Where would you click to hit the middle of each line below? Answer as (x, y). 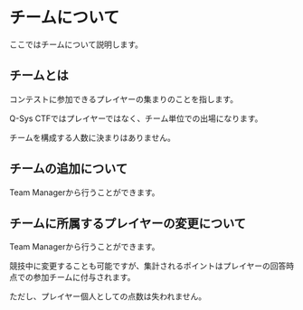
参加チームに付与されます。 (84, 277)
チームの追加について (69, 169)
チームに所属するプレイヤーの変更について (128, 223)
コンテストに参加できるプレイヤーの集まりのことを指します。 (123, 99)
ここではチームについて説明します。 (76, 44)
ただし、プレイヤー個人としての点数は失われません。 (108, 296)
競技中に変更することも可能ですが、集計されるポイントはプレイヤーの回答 (148, 266)
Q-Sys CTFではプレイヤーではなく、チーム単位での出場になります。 (136, 118)
